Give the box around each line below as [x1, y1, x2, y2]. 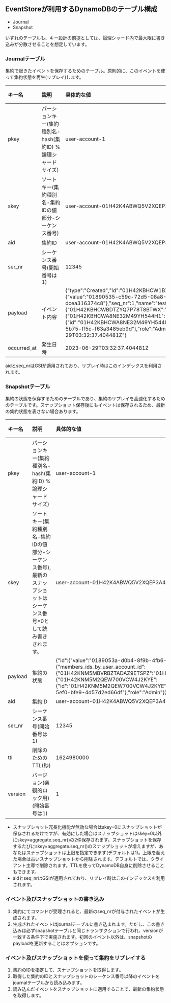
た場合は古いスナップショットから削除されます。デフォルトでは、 [12, 856, 151, 862]
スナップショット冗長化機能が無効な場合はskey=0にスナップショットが [12, 824, 162, 830]
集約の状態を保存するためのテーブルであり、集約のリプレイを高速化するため [5, 396, 165, 402]
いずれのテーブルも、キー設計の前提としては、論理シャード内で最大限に [5, 35, 157, 41]
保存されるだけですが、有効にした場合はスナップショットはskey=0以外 [12, 830, 162, 837]
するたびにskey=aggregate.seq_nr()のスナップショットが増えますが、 [12, 843, 159, 850]
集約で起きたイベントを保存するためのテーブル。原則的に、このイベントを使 [5, 68, 165, 74]
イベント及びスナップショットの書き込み [5, 896, 104, 903]
